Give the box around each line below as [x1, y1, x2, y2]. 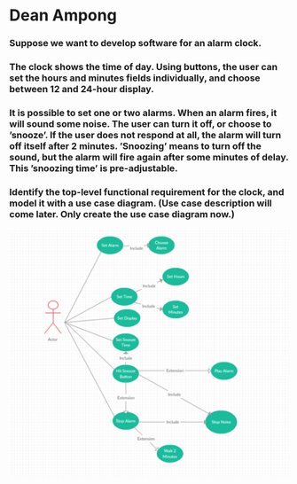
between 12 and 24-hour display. [9, 83, 154, 96]
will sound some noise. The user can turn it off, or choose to [9, 117, 272, 129]
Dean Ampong [9, 5, 117, 26]
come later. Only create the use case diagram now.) [9, 207, 235, 220]
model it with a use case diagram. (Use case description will [9, 197, 272, 209]
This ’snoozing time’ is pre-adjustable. [9, 161, 179, 174]
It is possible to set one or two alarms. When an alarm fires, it [9, 106, 277, 119]
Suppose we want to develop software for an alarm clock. [9, 37, 262, 50]
